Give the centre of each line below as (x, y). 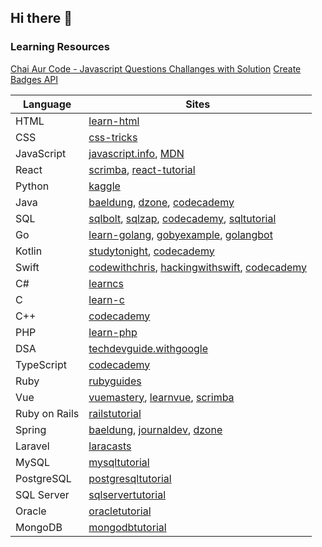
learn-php (113, 332)
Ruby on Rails (47, 413)
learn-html (114, 121)
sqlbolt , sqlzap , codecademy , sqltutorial (182, 218)
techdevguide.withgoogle (148, 348)
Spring (31, 429)
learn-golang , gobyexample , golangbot (180, 234)
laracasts (110, 446)
